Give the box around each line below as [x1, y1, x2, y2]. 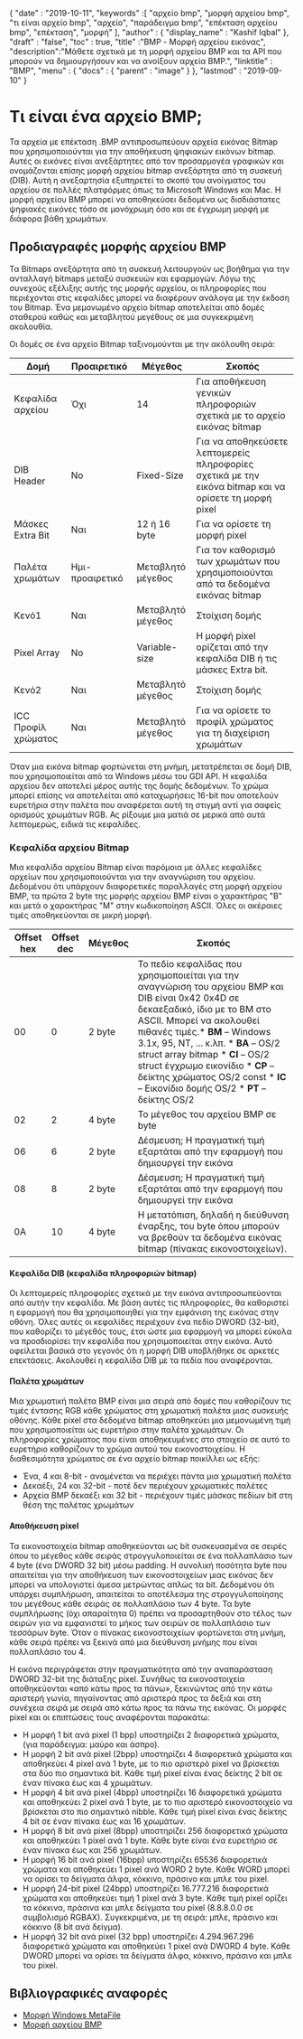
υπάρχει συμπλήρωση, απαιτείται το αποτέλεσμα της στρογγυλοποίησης [9, 1588, 284, 1599]
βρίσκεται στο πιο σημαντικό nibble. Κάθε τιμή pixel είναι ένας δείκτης [22, 1806, 288, 1817]
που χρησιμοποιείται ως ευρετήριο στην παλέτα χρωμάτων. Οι [9, 1424, 244, 1435]
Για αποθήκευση [196, 375, 267, 388]
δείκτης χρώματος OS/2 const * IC [137, 1071, 287, 1084]
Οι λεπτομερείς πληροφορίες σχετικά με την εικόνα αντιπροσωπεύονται [9, 1288, 282, 1299]
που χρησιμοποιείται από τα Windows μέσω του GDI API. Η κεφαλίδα [9, 770, 268, 781]
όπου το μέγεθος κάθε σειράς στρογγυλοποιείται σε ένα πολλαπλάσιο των [9, 1550, 293, 1561]
